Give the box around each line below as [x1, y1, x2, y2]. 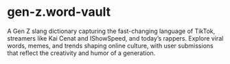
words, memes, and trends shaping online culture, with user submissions [7, 41, 214, 50]
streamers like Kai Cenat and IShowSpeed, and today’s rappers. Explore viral [7, 34, 224, 42]
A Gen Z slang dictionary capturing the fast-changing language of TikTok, [7, 27, 216, 35]
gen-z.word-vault [7, 4, 111, 20]
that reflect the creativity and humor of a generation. [7, 49, 156, 57]
